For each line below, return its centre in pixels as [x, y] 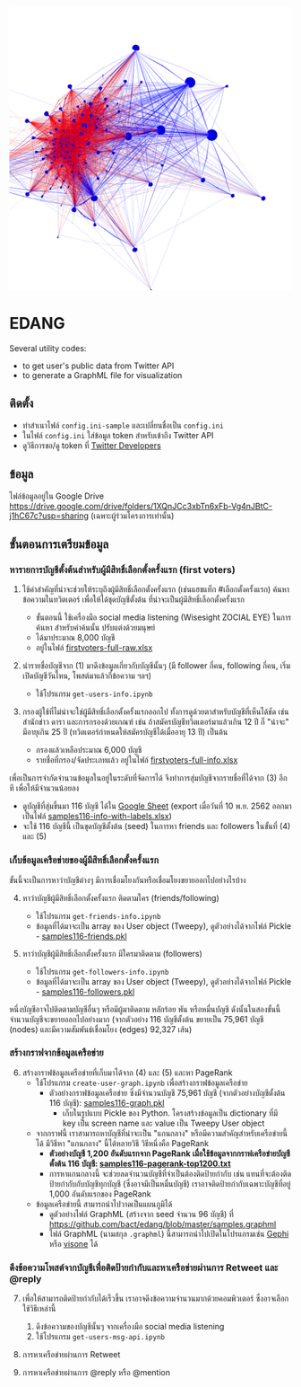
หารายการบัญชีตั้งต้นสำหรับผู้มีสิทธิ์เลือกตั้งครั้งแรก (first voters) [122, 570]
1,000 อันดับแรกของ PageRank [100, 1194]
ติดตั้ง [21, 404]
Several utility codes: [48, 348]
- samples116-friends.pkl [81, 936]
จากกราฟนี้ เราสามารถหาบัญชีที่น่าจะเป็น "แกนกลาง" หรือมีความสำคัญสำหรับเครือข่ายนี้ [162, 1133]
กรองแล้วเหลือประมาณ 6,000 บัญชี [89, 750]
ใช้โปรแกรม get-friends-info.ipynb [98, 915]
